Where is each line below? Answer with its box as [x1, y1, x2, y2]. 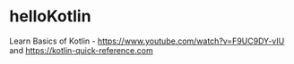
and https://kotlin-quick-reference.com [9, 44, 154, 55]
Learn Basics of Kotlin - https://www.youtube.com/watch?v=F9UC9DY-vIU [9, 36, 285, 46]
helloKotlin [9, 6, 91, 27]
